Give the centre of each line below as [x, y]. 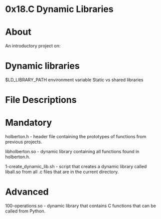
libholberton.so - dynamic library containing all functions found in [72, 152]
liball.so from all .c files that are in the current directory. [62, 172]
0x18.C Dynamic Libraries [59, 9]
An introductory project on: [33, 46]
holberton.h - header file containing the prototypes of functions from [76, 137]
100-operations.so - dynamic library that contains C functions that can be [80, 206]
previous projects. [24, 142]
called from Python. [25, 211]
